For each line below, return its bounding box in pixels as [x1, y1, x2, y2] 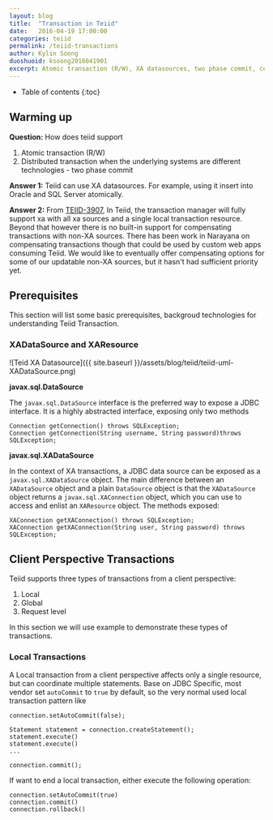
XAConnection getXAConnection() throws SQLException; [9, 516, 195, 524]
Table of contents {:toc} [20, 87, 100, 97]
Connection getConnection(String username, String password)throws [9, 429, 242, 437]
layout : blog [9, 11, 53, 20]
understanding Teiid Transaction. [9, 319, 120, 328]
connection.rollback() [9, 805, 86, 814]
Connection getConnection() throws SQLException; [9, 422, 181, 430]
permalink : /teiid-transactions [9, 42, 118, 50]
